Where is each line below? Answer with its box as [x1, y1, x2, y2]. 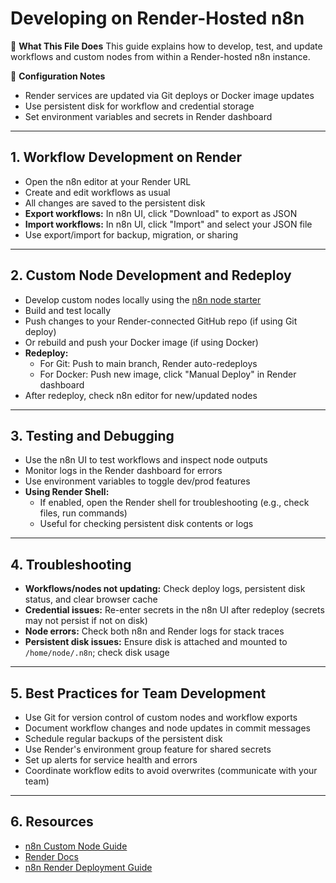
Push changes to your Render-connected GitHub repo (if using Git [24, 315, 298, 327]
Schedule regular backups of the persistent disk [24, 733, 223, 744]
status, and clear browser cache [24, 593, 158, 606]
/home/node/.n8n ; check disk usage [24, 647, 170, 659]
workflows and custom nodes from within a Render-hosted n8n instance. [10, 50, 311, 62]
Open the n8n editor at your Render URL [24, 175, 192, 187]
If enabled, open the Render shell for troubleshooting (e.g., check [39, 497, 310, 509]
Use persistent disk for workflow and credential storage [24, 100, 255, 112]
